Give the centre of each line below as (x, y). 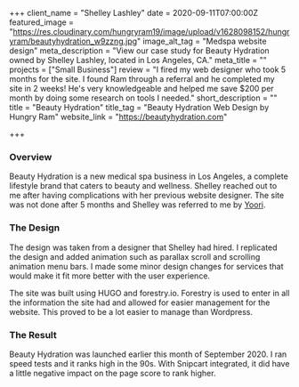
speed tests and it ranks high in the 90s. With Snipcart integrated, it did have (149, 363)
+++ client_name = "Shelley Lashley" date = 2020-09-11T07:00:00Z (134, 13)
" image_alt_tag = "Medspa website (202, 41)
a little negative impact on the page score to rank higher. (113, 373)
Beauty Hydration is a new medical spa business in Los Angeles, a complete (149, 176)
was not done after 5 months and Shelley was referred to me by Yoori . (137, 205)
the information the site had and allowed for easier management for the (140, 302)
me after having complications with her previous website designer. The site (147, 196)
